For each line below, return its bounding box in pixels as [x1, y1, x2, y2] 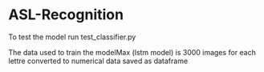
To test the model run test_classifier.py [8, 32, 136, 42]
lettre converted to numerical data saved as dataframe [8, 56, 189, 66]
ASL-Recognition [8, 6, 124, 24]
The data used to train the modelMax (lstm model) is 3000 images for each [8, 47, 257, 57]
